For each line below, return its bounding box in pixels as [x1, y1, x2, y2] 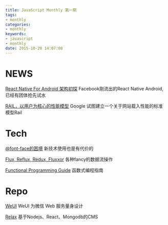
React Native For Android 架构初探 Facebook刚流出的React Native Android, [5, 85, 164, 91]
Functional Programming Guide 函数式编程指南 [5, 167, 103, 173]
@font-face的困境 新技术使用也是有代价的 [5, 145, 94, 152]
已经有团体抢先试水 [5, 92, 46, 98]
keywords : [5, 31, 27, 36]
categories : [5, 22, 31, 27]
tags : [5, 12, 17, 17]
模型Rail [5, 109, 22, 116]
